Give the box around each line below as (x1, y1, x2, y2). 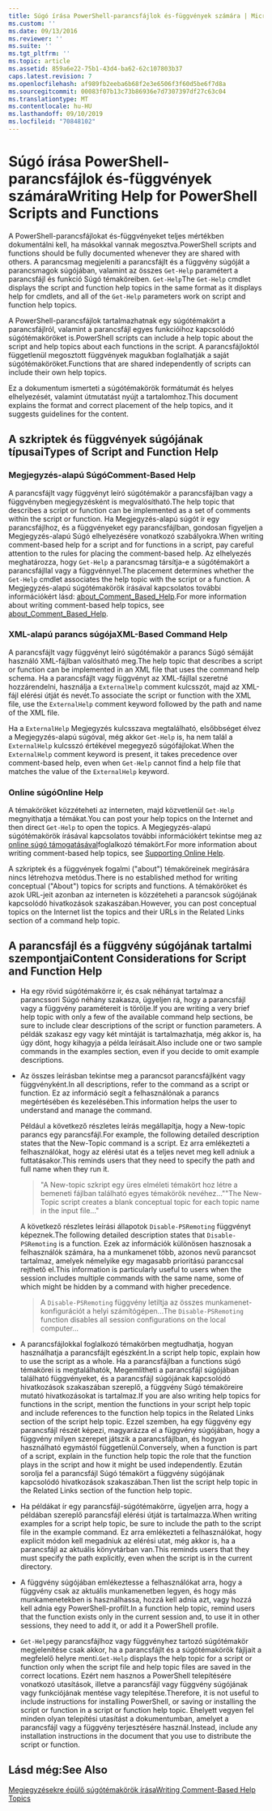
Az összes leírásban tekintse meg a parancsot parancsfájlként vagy (19, 1070, 245, 1080)
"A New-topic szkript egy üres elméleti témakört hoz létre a (40, 1180, 238, 1189)
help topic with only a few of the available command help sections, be (19, 1012, 253, 1022)
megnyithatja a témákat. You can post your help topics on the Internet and (8, 814, 253, 824)
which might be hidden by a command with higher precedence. (19, 1281, 232, 1291)
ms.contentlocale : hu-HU (8, 102, 92, 110)
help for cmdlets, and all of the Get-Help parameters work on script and (8, 291, 246, 301)
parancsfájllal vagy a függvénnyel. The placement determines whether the (8, 566, 254, 575)
